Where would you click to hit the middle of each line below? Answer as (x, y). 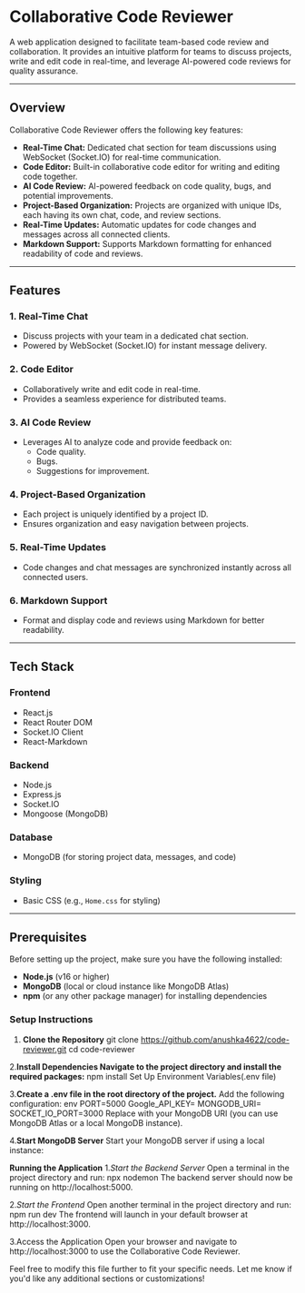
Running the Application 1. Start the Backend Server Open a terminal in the (150, 1168)
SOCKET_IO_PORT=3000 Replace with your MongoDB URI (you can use (144, 1113)
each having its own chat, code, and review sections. (122, 214)
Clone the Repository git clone (80, 1039)
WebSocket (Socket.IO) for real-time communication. (122, 157)
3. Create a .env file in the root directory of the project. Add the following (147, 1094)
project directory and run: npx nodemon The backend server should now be (151, 1177)
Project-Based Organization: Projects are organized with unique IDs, (152, 205)
